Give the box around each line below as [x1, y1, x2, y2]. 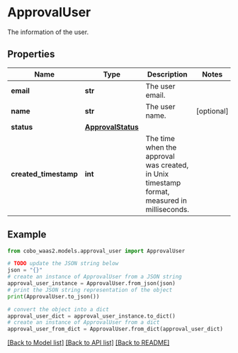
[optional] [195, 106, 229, 116]
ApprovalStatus [84, 122, 140, 132]
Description [147, 69, 188, 79]
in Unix [145, 169, 169, 179]
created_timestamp [11, 169, 78, 179]
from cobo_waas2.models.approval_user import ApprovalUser [7, 247, 186, 254]
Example [7, 228, 47, 241]
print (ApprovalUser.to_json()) [7, 293, 100, 300]
